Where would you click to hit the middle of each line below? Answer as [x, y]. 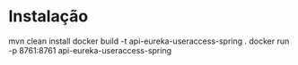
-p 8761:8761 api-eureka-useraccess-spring [90, 50]
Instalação [48, 16]
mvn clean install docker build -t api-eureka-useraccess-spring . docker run [149, 41]
